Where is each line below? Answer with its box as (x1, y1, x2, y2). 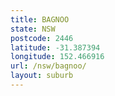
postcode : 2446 (10, 33, 74, 43)
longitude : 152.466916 (10, 52, 105, 62)
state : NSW (10, 24, 56, 34)
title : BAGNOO (10, 14, 70, 25)
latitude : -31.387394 (10, 42, 101, 53)
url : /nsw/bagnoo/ (10, 61, 87, 71)
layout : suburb (10, 71, 74, 81)
